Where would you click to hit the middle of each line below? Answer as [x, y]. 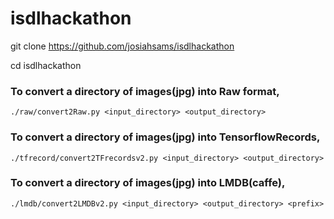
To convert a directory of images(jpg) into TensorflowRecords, [165, 137]
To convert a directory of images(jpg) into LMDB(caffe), [148, 183]
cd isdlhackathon [46, 65]
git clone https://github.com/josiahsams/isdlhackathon [122, 46]
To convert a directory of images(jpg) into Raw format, [145, 91]
